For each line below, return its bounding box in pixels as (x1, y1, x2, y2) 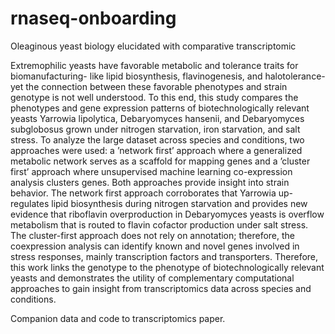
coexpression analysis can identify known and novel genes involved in (10, 240, 300, 252)
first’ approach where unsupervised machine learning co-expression (10, 165, 293, 177)
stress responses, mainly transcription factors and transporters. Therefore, (10, 250, 319, 262)
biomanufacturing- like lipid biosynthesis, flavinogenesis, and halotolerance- (10, 70, 326, 82)
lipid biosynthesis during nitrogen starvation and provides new (51, 197, 308, 209)
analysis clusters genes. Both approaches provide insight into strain (10, 176, 290, 188)
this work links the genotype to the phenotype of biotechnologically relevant (10, 261, 325, 273)
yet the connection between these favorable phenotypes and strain (10, 80, 288, 92)
